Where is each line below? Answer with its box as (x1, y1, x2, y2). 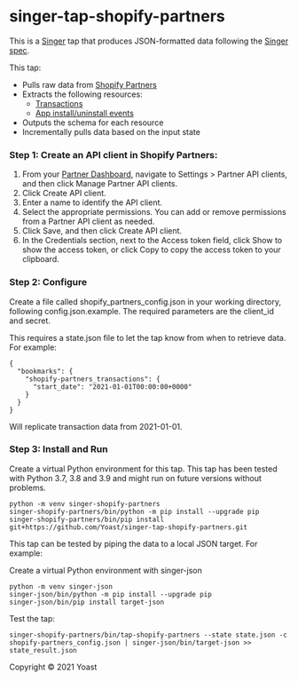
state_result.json (9, 645, 77, 654)
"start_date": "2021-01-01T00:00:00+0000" (32, 382, 192, 392)
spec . (9, 44, 30, 55)
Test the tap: (9, 613, 56, 623)
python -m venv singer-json (9, 582, 114, 591)
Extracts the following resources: (21, 89, 144, 99)
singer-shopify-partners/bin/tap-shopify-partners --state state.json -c (9, 630, 288, 639)
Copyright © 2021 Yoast (9, 661, 98, 672)
